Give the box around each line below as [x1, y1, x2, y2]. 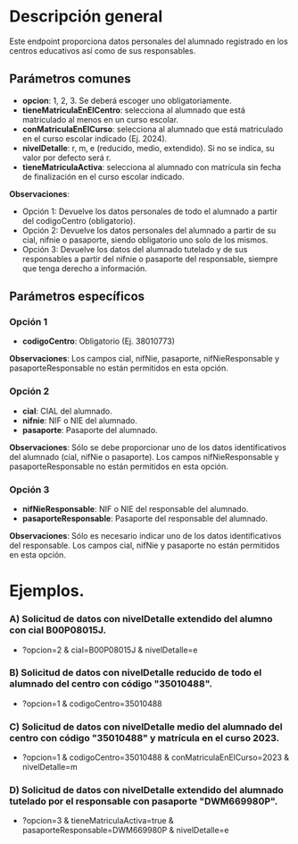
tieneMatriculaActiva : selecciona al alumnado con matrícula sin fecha [21, 161, 282, 172]
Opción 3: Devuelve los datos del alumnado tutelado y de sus [21, 243, 248, 254]
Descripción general [9, 6, 163, 27]
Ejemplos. [9, 581, 85, 601]
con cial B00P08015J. [9, 624, 107, 636]
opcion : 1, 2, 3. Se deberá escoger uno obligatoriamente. [21, 95, 232, 106]
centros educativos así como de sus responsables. [9, 45, 196, 55]
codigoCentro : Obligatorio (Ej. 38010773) [21, 336, 176, 346]
